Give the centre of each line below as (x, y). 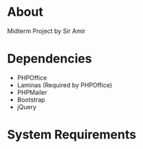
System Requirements (71, 135)
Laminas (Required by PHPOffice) (65, 85)
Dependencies (49, 59)
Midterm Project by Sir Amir (46, 31)
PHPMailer (32, 92)
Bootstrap (31, 100)
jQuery (26, 106)
